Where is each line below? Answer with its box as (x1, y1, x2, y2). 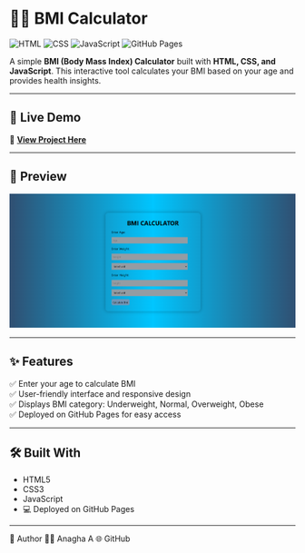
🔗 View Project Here (9, 133, 87, 144)
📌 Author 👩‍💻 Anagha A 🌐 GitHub (9, 533, 131, 544)
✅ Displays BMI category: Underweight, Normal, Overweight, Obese (9, 399, 264, 410)
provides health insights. (9, 74, 102, 85)
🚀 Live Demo (9, 110, 82, 125)
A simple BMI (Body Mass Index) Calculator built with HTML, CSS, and (9, 55, 277, 66)
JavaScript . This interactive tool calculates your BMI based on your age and (9, 65, 294, 76)
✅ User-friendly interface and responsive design (9, 388, 192, 399)
